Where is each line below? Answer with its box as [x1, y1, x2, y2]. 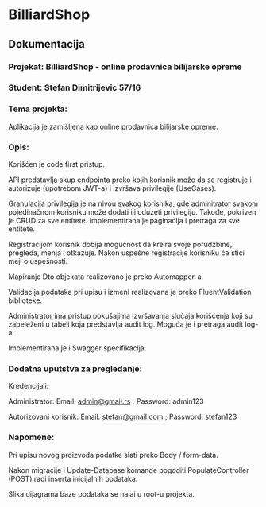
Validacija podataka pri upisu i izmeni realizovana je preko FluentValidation [8, 288, 252, 297]
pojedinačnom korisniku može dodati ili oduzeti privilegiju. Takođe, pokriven [8, 207, 256, 217]
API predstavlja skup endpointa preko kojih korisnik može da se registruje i [8, 175, 252, 184]
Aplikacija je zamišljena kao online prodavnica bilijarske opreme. [8, 122, 218, 131]
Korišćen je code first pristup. [8, 160, 106, 169]
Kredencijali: [8, 381, 49, 391]
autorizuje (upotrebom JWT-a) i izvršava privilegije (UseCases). [8, 184, 217, 193]
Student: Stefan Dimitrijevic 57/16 [8, 82, 141, 93]
